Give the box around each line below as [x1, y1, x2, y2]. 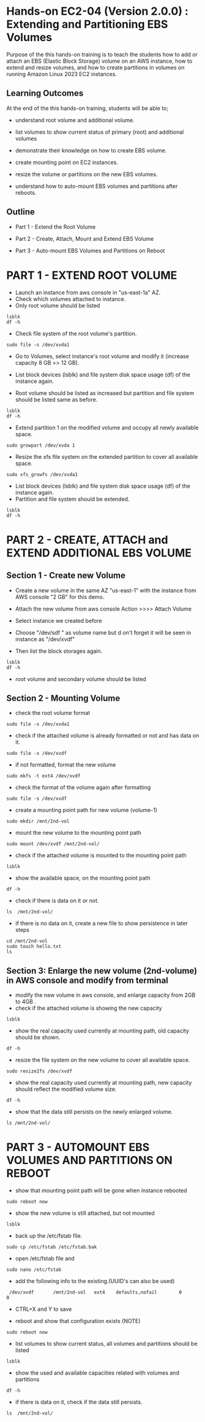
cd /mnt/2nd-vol [6, 938, 48, 944]
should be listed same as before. [15, 396, 98, 403]
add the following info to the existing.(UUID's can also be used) [15, 1278, 175, 1285]
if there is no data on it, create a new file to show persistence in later [15, 920, 188, 927]
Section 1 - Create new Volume [6, 570, 126, 581]
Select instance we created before [15, 617, 102, 624]
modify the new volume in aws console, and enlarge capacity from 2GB [15, 991, 196, 999]
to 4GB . [15, 998, 37, 1006]
